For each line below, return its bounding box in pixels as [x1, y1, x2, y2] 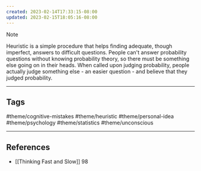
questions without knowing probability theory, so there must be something [6, 55, 190, 62]
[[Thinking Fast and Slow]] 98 [14, 158, 89, 165]
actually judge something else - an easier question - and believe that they [6, 68, 188, 75]
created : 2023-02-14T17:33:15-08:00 [6, 8, 98, 15]
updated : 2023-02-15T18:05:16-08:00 [6, 14, 98, 20]
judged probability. [6, 74, 53, 81]
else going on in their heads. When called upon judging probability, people [6, 61, 190, 69]
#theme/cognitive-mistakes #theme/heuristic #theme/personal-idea [6, 113, 174, 120]
